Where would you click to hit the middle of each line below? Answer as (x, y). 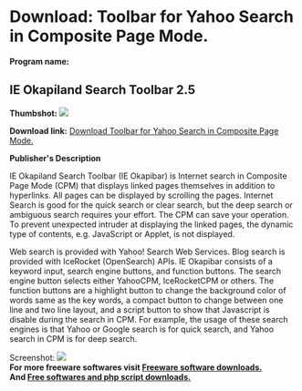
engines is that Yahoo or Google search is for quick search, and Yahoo (142, 329)
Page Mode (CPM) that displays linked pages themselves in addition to (142, 185)
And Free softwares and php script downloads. (100, 376)
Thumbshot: (33, 113)
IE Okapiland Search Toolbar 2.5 (103, 90)
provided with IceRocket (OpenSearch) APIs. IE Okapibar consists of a (141, 261)
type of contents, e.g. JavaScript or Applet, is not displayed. (122, 233)
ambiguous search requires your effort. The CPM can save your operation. (149, 214)
